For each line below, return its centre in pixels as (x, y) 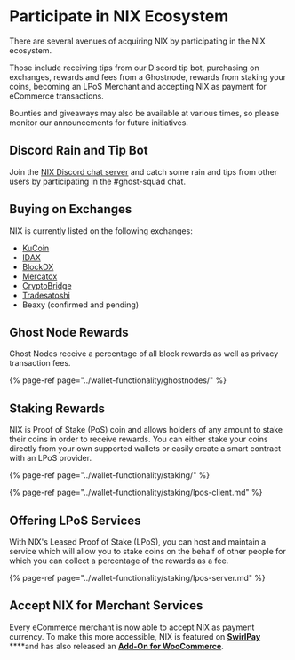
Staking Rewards (57, 408)
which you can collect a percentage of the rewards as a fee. (119, 561)
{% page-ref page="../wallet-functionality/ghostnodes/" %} (118, 380)
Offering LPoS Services (75, 520)
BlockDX (38, 266)
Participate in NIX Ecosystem (119, 16)
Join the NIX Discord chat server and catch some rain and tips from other (144, 171)
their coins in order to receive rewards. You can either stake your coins (139, 439)
